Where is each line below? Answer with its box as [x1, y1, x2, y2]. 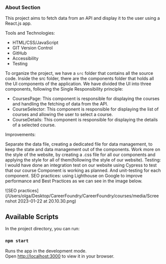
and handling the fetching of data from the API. [12, 101, 109, 107]
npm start [5, 238, 29, 244]
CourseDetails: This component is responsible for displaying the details [12, 117, 158, 123]
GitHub [12, 50, 27, 56]
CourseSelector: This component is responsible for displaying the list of [12, 106, 159, 112]
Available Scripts [5, 212, 58, 221]
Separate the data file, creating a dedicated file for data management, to [5, 141, 153, 147]
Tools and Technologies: [5, 30, 55, 36]
